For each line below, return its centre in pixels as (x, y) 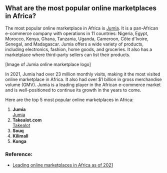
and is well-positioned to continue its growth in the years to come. (73, 90)
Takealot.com (27, 120)
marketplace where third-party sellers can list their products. (68, 54)
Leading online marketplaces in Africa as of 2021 (63, 165)
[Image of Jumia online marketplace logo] (48, 64)
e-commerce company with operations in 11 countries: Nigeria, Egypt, (77, 33)
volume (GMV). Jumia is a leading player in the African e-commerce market (83, 84)
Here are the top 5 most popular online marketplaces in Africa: (69, 99)
